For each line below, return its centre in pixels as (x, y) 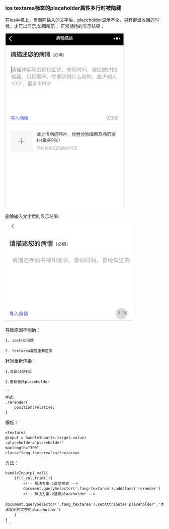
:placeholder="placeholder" (35, 443)
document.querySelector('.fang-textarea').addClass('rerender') (92, 489)
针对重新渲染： (21, 361)
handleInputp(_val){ (27, 473)
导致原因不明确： (23, 330)
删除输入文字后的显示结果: (32, 216)
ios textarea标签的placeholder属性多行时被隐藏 (63, 8)
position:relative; (35, 408)
